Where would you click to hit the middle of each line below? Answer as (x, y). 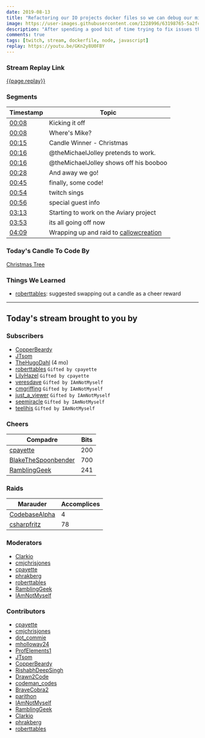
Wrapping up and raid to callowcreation (105, 232)
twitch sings (67, 192)
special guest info (74, 203)
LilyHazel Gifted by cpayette (52, 375)
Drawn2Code (32, 676)
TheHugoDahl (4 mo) (42, 362)
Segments (22, 97)
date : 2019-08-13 (28, 12)
